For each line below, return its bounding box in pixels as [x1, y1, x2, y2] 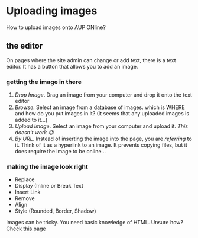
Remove [14, 195, 35, 202]
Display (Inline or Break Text [14, 182, 84, 189]
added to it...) [14, 117, 48, 124]
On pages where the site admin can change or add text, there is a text [6, 56, 176, 63]
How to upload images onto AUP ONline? [6, 24, 106, 31]
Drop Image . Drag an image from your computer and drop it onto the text [14, 91, 192, 98]
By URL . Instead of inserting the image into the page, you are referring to [14, 135, 192, 143]
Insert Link [14, 188, 41, 196]
